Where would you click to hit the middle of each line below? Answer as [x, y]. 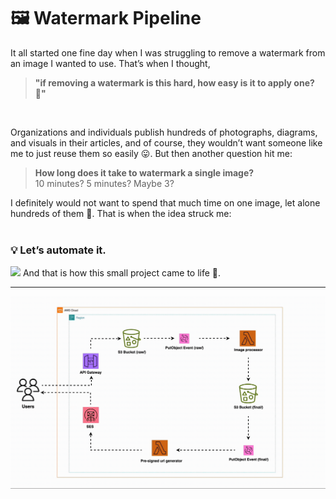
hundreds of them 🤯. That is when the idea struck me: [121, 213]
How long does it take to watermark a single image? [144, 172]
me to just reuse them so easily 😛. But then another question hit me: [151, 153]
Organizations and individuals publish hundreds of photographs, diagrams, [164, 132]
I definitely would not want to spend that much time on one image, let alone [165, 202]
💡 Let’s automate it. [58, 250]
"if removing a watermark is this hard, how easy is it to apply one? [174, 82]
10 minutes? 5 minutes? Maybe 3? [104, 183]
